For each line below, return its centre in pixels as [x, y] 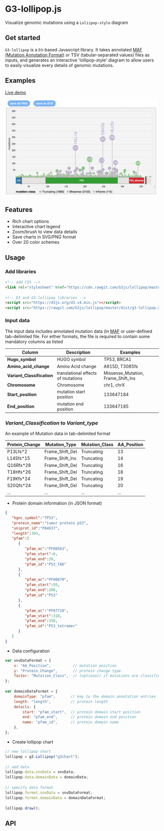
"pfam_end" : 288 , [41, 590]
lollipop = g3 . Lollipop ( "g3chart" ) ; [42, 756]
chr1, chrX [114, 385]
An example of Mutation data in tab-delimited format [58, 434]
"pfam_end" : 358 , [41, 621]
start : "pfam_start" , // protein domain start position [82, 712]
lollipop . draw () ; [23, 808]
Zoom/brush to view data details [45, 232]
